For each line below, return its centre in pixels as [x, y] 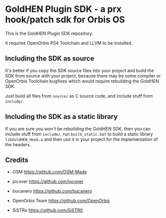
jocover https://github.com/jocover [48, 181]
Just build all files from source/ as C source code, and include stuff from [79, 96]
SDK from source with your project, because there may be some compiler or [83, 76]
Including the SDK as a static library [61, 117]
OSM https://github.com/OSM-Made [50, 172]
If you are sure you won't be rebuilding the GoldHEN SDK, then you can [78, 129]
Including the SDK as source [50, 59]
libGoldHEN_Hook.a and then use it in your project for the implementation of [82, 139]
